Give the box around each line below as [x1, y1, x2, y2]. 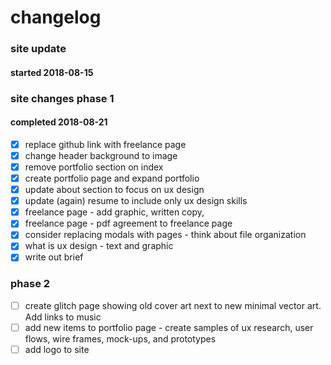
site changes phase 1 [10, 91, 115, 105]
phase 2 [10, 277, 51, 291]
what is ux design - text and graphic [24, 240, 174, 252]
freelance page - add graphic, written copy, [24, 206, 205, 218]
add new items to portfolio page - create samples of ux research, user [24, 321, 314, 333]
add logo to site [24, 343, 90, 355]
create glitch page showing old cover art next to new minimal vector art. [24, 299, 322, 311]
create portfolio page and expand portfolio [24, 172, 200, 185]
